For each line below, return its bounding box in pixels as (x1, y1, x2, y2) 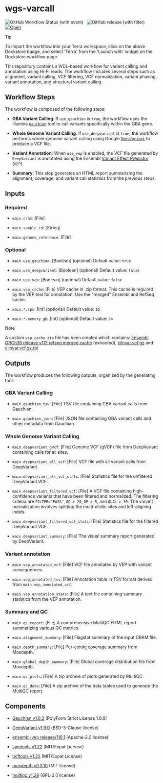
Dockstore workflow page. (5, 53, 59, 59)
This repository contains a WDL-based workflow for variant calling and (5, 63, 147, 69)
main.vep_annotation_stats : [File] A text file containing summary (12, 591, 143, 597)
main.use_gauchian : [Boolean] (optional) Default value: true (12, 258, 131, 264)
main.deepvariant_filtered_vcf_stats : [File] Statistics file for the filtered (12, 518, 159, 524)
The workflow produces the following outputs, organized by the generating (5, 372, 156, 378)
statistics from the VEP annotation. (12, 596, 82, 602)
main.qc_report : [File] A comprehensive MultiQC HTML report (12, 619, 137, 625)
